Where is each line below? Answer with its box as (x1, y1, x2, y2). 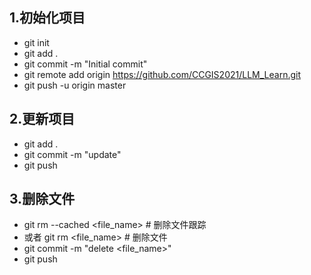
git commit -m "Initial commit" (23, 58, 148, 70)
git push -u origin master (23, 79, 127, 91)
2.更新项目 (9, 111, 76, 128)
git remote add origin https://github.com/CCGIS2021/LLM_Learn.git (23, 68, 302, 80)
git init (23, 36, 50, 48)
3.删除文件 (9, 191, 76, 208)
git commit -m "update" (23, 148, 122, 160)
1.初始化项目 (9, 9, 86, 27)
